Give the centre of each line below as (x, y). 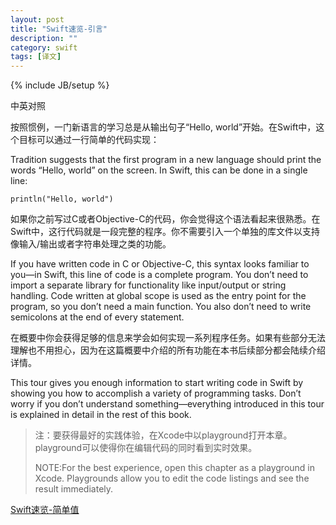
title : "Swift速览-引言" (59, 29)
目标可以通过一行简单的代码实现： (89, 140)
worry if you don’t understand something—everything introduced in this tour (167, 404)
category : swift (44, 47)
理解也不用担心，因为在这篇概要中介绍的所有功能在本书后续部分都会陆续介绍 (168, 350)
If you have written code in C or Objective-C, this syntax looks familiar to (160, 264)
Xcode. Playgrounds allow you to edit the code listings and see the (172, 478)
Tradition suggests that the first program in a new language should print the (166, 160)
